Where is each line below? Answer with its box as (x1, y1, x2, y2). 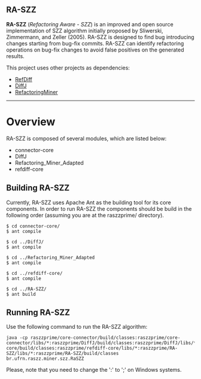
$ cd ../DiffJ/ (6, 239, 44, 245)
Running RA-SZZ (6, 307, 71, 317)
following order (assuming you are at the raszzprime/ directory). (6, 211, 165, 219)
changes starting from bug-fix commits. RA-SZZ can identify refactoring (6, 40, 184, 47)
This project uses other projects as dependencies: (6, 64, 130, 71)
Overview (6, 115, 56, 128)
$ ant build (6, 291, 36, 297)
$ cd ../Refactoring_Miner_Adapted (6, 254, 95, 260)
